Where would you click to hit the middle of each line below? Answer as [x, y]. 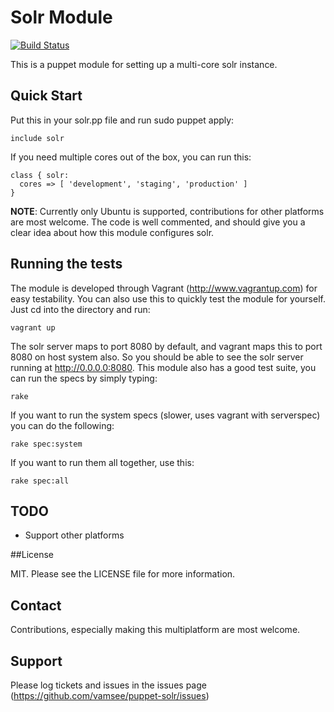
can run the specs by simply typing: [84, 378]
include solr [37, 138]
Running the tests [66, 264]
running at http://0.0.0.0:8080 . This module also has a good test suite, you [163, 367]
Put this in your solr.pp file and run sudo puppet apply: [122, 120]
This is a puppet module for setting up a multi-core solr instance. [144, 64]
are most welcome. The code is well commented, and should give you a [158, 222]
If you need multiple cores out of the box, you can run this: [131, 157]
